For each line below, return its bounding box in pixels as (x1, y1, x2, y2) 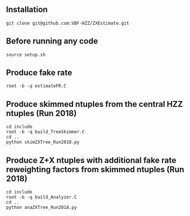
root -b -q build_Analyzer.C (6, 194, 77, 200)
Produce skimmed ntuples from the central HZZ (6, 99, 183, 109)
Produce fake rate (6, 67, 72, 78)
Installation (6, 5, 48, 15)
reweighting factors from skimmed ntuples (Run (6, 164, 185, 174)
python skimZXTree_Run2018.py (6, 139, 80, 146)
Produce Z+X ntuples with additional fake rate (6, 155, 177, 165)
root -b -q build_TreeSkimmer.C (6, 129, 85, 135)
